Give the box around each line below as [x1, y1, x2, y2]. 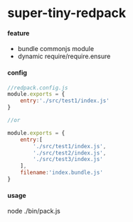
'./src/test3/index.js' [33, 156, 103, 163]
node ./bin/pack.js [7, 207, 60, 216]
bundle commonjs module [17, 45, 95, 53]
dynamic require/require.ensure [17, 52, 111, 61]
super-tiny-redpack [7, 5, 127, 21]
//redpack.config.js [7, 84, 69, 91]
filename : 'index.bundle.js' [20, 169, 103, 177]
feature [7, 28, 30, 37]
